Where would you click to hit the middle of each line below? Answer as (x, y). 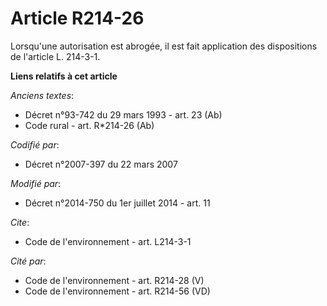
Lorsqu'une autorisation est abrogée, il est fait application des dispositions (164, 46)
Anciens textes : (42, 95)
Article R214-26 (77, 18)
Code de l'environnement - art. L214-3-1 (108, 241)
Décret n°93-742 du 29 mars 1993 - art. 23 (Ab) (123, 114)
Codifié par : (35, 144)
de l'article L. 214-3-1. (55, 56)
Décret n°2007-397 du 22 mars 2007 (101, 164)
